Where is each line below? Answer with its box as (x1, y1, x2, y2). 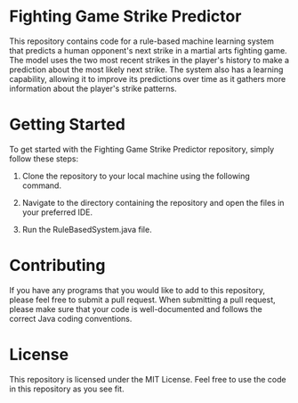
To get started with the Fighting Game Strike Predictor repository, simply (9, 144, 275, 154)
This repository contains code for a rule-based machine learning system (9, 36, 274, 46)
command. (21, 180, 62, 191)
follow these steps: (9, 153, 78, 164)
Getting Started (9, 114, 126, 135)
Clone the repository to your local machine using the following (21, 170, 251, 181)
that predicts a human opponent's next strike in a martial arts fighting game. (9, 45, 287, 55)
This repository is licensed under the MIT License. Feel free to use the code (9, 374, 286, 384)
